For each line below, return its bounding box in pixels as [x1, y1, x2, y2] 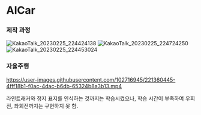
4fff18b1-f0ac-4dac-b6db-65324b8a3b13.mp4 [6, 82, 122, 89]
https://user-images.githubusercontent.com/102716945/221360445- [6, 76, 176, 83]
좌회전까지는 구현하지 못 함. [14, 102, 79, 109]
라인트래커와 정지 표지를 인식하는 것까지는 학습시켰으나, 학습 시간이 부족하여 [6, 95, 184, 102]
